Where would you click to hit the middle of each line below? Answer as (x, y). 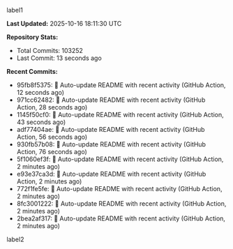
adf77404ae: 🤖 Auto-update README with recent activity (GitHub (111, 129)
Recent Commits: (32, 71)
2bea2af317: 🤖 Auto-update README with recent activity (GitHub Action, (121, 218)
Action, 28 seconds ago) (52, 107)
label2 (15, 239)
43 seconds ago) (41, 122)
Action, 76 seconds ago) (52, 152)
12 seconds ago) (40, 92)
